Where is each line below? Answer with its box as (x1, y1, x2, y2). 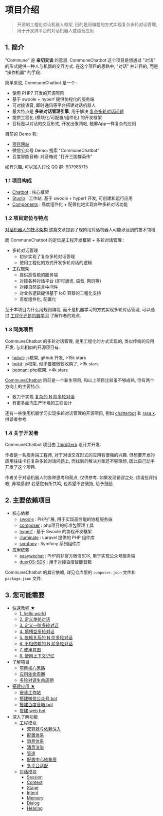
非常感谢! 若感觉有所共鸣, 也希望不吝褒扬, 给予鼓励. (11, 480, 114, 486)
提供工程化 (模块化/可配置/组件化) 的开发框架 (12, 114, 102, 120)
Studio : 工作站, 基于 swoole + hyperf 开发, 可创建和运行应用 (12, 196, 133, 201)
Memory (26, 795, 44, 800)
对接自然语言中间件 (19, 284, 58, 290)
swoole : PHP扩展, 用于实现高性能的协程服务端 (19, 516, 113, 522)
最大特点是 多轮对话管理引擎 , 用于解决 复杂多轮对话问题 (12, 108, 124, 114)
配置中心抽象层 (26, 756, 57, 762)
